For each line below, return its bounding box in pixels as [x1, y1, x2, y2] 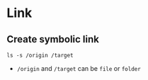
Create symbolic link [6, 33, 100, 45]
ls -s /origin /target [6, 52, 74, 59]
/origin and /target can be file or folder [16, 64, 141, 72]
